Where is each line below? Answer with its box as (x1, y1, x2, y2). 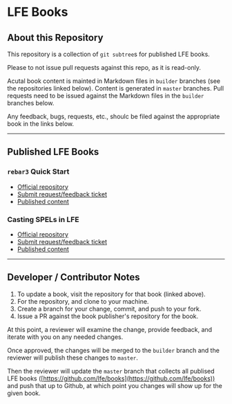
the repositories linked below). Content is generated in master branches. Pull (7, 84, 224, 92)
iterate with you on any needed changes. (7, 333, 124, 341)
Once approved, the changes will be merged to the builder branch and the (7, 346, 220, 354)
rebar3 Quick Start (7, 167, 70, 176)
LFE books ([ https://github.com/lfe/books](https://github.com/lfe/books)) (7, 374, 215, 383)
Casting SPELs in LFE (7, 214, 79, 224)
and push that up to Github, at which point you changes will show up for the (7, 381, 222, 389)
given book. (7, 389, 41, 397)
